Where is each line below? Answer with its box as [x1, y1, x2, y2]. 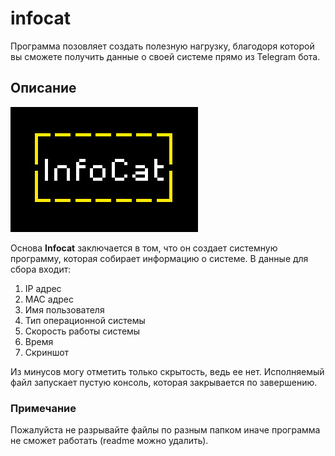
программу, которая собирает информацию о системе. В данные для [10, 252, 309, 264]
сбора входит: [10, 263, 72, 275]
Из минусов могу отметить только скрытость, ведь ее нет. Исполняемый [10, 365, 325, 377]
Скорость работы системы [24, 325, 141, 337]
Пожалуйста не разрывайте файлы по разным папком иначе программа [10, 424, 321, 436]
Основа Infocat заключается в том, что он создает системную [10, 242, 278, 254]
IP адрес [24, 282, 62, 294]
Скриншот [24, 346, 70, 358]
